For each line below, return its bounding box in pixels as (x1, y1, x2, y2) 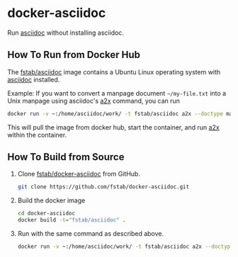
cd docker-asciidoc (17, 210, 76, 217)
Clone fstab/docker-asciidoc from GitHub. (17, 170, 140, 178)
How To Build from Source (7, 151, 125, 164)
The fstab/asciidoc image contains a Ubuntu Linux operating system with (7, 67, 221, 76)
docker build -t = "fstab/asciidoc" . (17, 217, 126, 224)
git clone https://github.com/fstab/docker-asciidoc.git (17, 183, 190, 190)
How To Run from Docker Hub (7, 49, 140, 61)
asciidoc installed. (7, 75, 60, 84)
